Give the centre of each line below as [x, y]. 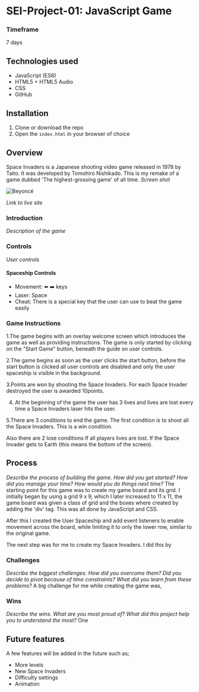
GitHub [23, 95]
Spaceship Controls [31, 273]
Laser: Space [31, 295]
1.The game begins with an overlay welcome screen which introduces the [96, 336]
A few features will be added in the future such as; [68, 653]
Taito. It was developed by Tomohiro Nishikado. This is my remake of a [93, 173]
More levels [29, 665]
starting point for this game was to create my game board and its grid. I [93, 490]
